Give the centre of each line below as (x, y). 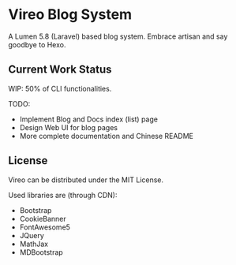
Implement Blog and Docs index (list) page (88, 119)
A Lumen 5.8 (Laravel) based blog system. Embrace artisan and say (118, 36)
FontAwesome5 (45, 227)
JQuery (32, 235)
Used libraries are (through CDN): (63, 195)
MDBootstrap (41, 252)
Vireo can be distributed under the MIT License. (86, 180)
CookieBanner (43, 218)
